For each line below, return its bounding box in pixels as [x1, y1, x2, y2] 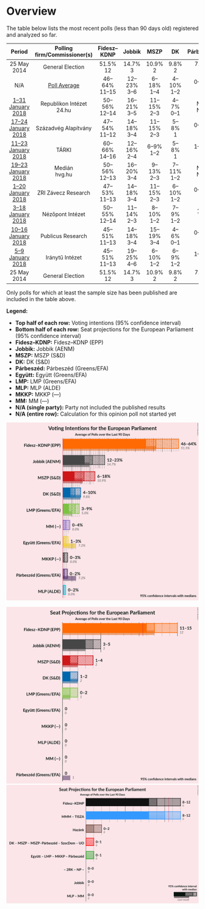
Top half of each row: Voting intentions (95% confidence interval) [15, 319, 181, 326]
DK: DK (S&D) [15, 358, 51, 365]
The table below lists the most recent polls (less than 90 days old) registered [6, 24, 199, 32]
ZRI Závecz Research [37, 189, 90, 196]
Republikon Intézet [40, 100, 87, 107]
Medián [54, 164, 73, 172]
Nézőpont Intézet [41, 211, 85, 218]
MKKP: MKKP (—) [15, 391, 62, 398]
